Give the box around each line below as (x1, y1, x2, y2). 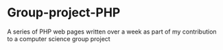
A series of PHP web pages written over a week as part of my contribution (7, 27, 218, 36)
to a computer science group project (7, 34, 111, 42)
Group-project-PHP (7, 5, 121, 21)
